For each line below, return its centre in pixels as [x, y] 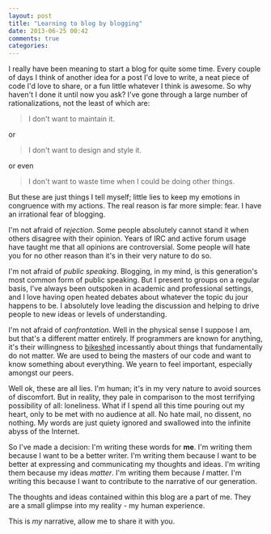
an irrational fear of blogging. [57, 214]
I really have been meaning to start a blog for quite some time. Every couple [135, 69]
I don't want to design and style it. [85, 150]
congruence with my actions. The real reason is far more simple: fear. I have [135, 206]
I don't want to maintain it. [72, 119]
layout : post [30, 16]
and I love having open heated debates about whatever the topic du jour [128, 297]
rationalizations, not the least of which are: [79, 103]
